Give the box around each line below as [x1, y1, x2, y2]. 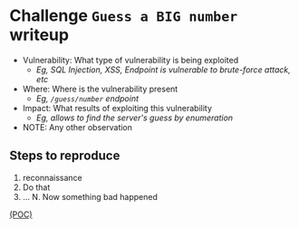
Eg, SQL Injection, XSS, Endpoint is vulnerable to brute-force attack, [35, 64, 292, 75]
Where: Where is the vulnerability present [22, 83, 178, 94]
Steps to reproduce [9, 148, 121, 164]
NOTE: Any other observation [22, 121, 133, 132]
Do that [22, 182, 51, 193]
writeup [9, 24, 70, 45]
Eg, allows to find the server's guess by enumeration [35, 112, 234, 123]
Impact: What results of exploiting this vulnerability [22, 102, 213, 113]
